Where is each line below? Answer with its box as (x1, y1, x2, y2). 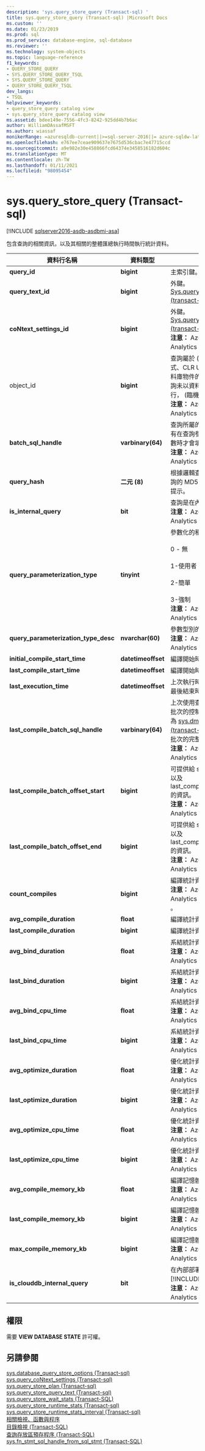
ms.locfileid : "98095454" (6, 168, 72, 174)
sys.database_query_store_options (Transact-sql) (6, 1369, 130, 1376)
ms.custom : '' (6, 20, 43, 26)
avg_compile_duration (9, 915, 75, 923)
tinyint (120, 570, 140, 579)
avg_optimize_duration (9, 1066, 77, 1075)
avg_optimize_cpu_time (9, 1126, 79, 1134)
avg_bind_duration (9, 947, 65, 956)
